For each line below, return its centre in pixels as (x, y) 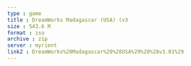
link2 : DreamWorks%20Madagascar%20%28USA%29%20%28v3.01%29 (96, 52)
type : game (24, 13)
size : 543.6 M (29, 26)
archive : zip (28, 39)
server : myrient (32, 45)
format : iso (26, 33)
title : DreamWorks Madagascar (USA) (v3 (68, 20)
